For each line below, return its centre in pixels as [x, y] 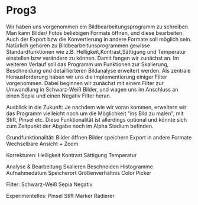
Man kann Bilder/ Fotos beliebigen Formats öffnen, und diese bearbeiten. [95, 32]
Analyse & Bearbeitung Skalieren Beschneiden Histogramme [80, 167]
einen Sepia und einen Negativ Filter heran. [59, 96]
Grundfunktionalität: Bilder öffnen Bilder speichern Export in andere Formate [99, 137]
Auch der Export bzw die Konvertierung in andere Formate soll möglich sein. [99, 39]
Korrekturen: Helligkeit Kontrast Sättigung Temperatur [72, 155]
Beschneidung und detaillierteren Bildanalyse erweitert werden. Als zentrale [98, 70]
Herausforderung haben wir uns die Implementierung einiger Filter [87, 77]
